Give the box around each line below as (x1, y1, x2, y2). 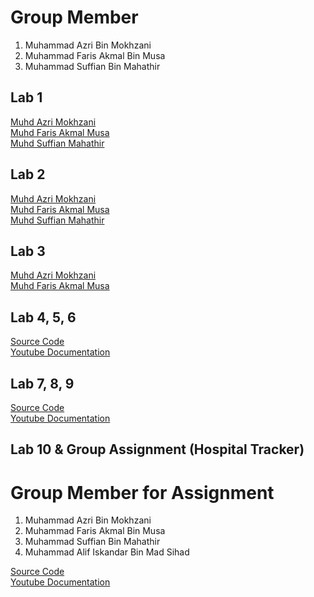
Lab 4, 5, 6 (10, 309, 77, 326)
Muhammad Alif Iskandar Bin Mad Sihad (24, 546, 190, 558)
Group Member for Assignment (10, 481, 275, 504)
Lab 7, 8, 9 (10, 375, 75, 392)
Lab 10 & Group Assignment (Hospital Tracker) (10, 441, 305, 458)
